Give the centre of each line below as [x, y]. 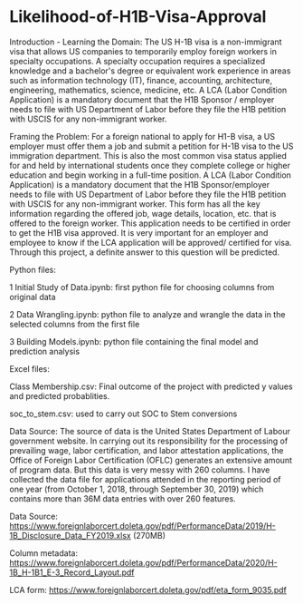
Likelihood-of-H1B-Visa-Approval [138, 17]
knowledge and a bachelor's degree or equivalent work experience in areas [150, 71]
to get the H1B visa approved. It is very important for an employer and [139, 232]
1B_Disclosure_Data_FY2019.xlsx [70, 535]
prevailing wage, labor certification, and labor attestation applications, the [147, 450]
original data [33, 297]
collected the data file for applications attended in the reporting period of [146, 479]
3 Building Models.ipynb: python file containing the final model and [134, 341]
